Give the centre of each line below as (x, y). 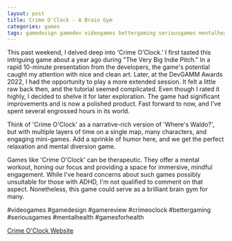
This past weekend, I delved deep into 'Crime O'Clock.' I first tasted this (109, 52)
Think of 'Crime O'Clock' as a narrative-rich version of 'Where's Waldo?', (111, 124)
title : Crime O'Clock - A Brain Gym (60, 20)
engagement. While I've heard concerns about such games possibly (104, 175)
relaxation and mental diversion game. (61, 146)
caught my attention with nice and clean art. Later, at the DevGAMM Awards (115, 75)
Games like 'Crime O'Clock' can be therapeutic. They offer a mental (104, 160)
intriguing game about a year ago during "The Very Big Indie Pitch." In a (109, 60)
